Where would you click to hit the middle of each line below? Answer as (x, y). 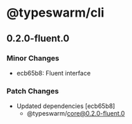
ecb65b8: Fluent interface (54, 73)
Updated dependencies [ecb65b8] (66, 106)
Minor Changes (33, 58)
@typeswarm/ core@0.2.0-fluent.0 (76, 114)
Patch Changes (33, 91)
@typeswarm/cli (55, 13)
